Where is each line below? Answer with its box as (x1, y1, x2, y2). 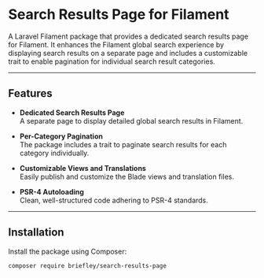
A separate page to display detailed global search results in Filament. (19, 116, 244, 125)
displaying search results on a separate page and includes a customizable (8, 48, 248, 57)
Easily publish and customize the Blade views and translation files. (19, 172, 234, 181)
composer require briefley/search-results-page (8, 261, 167, 269)
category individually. (19, 148, 90, 158)
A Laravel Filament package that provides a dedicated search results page (8, 32, 249, 41)
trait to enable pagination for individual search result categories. (8, 57, 216, 66)
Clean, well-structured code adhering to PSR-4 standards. (19, 195, 208, 205)
